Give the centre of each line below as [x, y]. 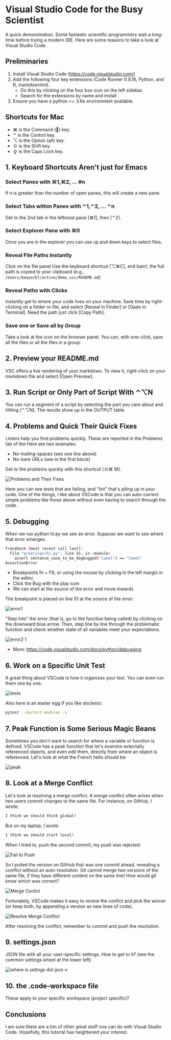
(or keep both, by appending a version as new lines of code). [69, 906]
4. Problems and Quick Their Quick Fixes [71, 426]
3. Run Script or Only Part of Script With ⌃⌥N [79, 392]
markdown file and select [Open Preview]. [50, 376]
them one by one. [24, 683]
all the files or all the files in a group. [43, 342]
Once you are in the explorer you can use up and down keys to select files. [84, 242]
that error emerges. [26, 539]
